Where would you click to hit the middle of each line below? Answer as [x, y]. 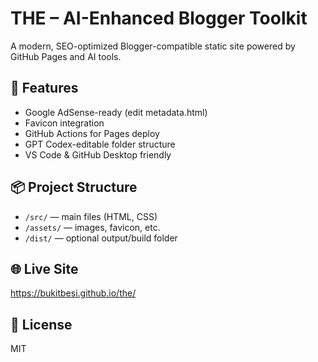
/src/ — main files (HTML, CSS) [91, 216]
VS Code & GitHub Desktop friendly [98, 154]
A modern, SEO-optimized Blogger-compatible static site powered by [153, 46]
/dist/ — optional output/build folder [101, 238]
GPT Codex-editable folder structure [100, 144]
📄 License [41, 324]
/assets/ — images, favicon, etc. [92, 227]
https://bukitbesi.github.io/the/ [73, 293]
